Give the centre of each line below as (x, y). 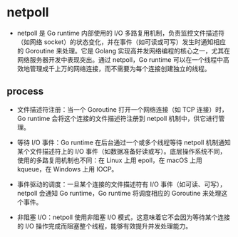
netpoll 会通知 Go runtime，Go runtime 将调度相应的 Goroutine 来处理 (119, 193)
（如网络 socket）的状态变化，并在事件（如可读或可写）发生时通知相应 (121, 42)
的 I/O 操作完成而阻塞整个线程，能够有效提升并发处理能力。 (104, 226)
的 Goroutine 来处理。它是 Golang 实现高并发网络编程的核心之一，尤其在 (124, 51)
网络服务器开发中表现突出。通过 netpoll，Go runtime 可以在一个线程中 (120, 59)
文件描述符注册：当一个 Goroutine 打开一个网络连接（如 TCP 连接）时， (123, 109)
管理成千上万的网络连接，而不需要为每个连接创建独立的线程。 (120, 68)
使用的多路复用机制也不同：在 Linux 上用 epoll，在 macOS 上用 (109, 160)
